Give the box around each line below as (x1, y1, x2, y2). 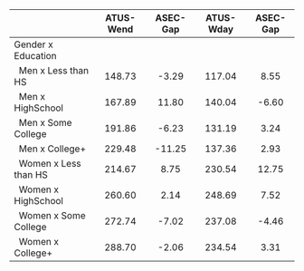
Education (14, 50, 57, 62)
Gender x (14, 38, 53, 51)
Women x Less (18, 158, 81, 169)
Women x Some (18, 209, 86, 221)
